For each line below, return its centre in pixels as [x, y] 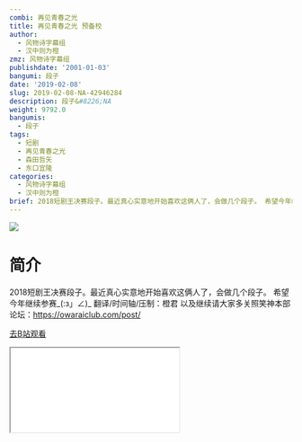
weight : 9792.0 [38, 110]
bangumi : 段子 [35, 76]
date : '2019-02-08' [46, 84]
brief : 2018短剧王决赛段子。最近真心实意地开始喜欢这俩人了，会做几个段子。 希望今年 [151, 202]
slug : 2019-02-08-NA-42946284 [66, 93]
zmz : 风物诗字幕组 [40, 59]
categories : [31, 176]
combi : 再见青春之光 [44, 18]
